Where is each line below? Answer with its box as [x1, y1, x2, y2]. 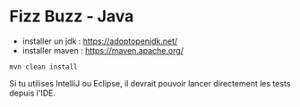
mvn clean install [9, 62, 78, 71]
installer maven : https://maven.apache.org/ [21, 45, 184, 55]
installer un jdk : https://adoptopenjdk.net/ [21, 36, 178, 46]
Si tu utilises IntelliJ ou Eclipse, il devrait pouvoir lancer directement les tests [9, 78, 291, 88]
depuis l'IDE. [9, 87, 56, 98]
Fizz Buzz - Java [9, 6, 134, 27]
